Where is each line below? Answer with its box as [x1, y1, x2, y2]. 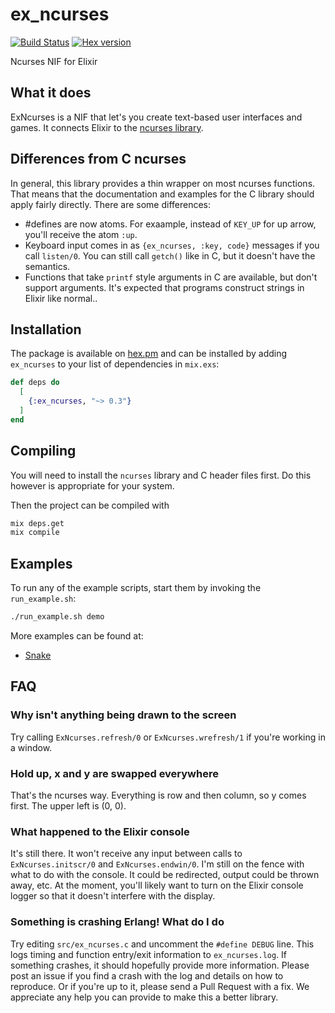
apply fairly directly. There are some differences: [10, 198, 212, 210]
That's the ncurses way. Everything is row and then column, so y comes [10, 789, 307, 801]
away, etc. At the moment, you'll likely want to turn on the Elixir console [10, 879, 304, 892]
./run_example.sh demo [10, 612, 105, 622]
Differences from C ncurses [10, 151, 187, 168]
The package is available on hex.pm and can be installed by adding [10, 348, 288, 360]
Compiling [10, 443, 77, 460]
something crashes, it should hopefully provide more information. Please [10, 959, 310, 971]
